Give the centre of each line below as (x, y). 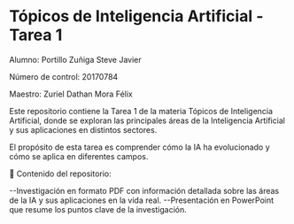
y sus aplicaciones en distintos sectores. (83, 129)
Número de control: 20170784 (64, 76)
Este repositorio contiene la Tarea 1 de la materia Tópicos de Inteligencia (141, 111)
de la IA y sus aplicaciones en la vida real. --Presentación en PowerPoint (142, 200)
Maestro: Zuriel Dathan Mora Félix (71, 94)
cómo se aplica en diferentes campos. (79, 156)
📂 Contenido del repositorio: (61, 174)
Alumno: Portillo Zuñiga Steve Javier (75, 59)
